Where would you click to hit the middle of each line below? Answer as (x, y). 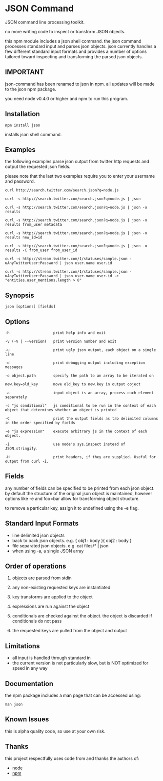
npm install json (23, 125)
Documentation (29, 684)
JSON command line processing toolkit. (45, 22)
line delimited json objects (38, 535)
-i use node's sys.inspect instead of (65, 444)
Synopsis (20, 295)
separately (16, 397)
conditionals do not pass (37, 621)
